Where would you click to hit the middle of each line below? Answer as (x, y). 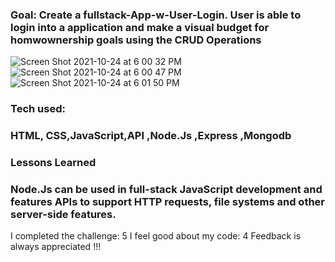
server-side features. (63, 214)
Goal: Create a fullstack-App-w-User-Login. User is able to (156, 15)
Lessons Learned (53, 163)
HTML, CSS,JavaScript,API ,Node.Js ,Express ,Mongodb (151, 136)
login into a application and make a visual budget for (140, 27)
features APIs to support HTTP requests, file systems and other (168, 201)
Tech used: (38, 109)
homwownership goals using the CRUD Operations (136, 40)
